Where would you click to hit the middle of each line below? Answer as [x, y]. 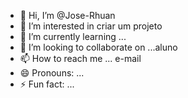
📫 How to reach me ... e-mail [80, 58]
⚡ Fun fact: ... [47, 84]
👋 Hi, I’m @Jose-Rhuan [67, 15]
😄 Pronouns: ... [52, 73]
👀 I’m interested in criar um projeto [91, 26]
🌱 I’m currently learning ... [73, 36]
